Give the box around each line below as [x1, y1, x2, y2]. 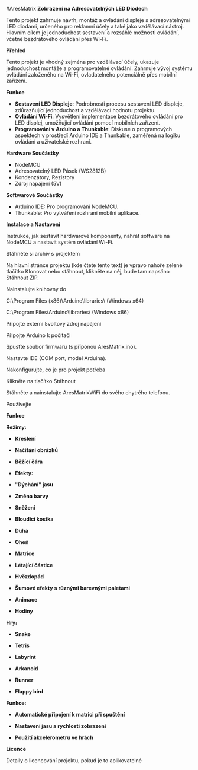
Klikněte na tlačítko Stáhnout [6, 378, 76, 384]
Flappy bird [14, 688, 43, 695]
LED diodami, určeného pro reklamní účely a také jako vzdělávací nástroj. [6, 23, 184, 30]
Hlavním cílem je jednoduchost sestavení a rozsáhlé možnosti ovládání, [6, 29, 180, 36]
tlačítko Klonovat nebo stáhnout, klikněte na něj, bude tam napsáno [6, 268, 170, 275]
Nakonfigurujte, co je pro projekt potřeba [6, 366, 106, 373]
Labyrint [14, 654, 37, 660]
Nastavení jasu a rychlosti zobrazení [14, 723, 106, 729]
